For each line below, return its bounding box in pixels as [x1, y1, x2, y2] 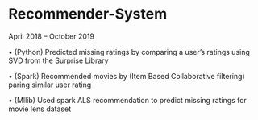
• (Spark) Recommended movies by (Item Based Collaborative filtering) [8, 71, 246, 81]
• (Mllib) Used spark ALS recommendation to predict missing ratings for [8, 95, 248, 105]
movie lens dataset [8, 104, 71, 114]
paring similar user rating [8, 80, 92, 89]
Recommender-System [8, 5, 168, 23]
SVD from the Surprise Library [8, 56, 109, 65]
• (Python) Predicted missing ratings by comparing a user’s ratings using [8, 47, 250, 56]
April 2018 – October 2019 [8, 31, 95, 41]
